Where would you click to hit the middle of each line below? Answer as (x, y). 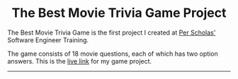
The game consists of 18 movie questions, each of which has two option (113, 54)
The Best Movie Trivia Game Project (119, 13)
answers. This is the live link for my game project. (80, 61)
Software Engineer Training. (48, 39)
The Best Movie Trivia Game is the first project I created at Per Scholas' (112, 32)
